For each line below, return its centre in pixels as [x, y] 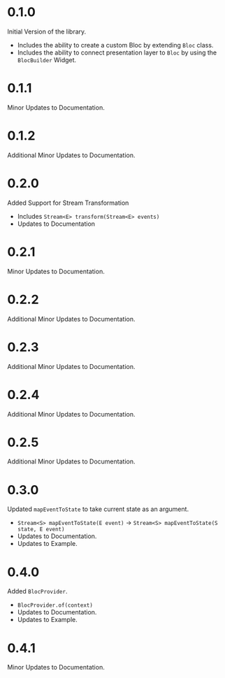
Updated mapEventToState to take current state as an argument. [98, 509]
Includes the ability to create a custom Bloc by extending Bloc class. [115, 45]
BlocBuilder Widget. [47, 59]
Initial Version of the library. [47, 31]
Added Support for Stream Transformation [68, 203]
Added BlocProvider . [37, 591]
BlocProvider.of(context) [55, 605]
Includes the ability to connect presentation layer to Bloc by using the [117, 52]
